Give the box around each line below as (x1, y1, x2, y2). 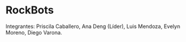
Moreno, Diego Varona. (5, 29, 62, 36)
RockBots (5, 3, 54, 17)
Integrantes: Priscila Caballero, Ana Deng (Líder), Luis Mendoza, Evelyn (5, 23, 181, 30)
